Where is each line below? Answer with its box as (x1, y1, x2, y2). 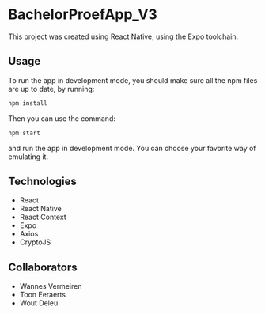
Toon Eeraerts (19, 290, 66, 300)
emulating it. (8, 152, 49, 161)
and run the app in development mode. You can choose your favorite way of (8, 143, 256, 153)
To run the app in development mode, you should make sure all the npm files (8, 75, 258, 85)
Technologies (8, 174, 78, 187)
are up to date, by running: (8, 84, 95, 93)
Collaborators (8, 260, 78, 274)
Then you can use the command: (8, 113, 116, 123)
